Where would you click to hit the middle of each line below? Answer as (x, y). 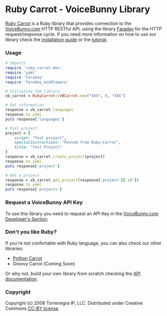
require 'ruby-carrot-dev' (34, 68)
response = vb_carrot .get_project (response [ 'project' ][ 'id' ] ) (72, 180)
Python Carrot (27, 258)
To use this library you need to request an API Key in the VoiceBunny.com (82, 214)
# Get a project (22, 175)
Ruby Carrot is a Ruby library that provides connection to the (68, 23)
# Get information (25, 105)
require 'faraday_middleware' (37, 82)
